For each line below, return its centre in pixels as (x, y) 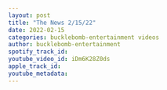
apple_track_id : (34, 67)
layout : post (29, 15)
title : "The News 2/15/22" (52, 23)
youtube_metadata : (38, 74)
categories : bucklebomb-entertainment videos (83, 37)
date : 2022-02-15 (36, 30)
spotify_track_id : (38, 52)
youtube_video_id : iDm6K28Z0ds (59, 59)
